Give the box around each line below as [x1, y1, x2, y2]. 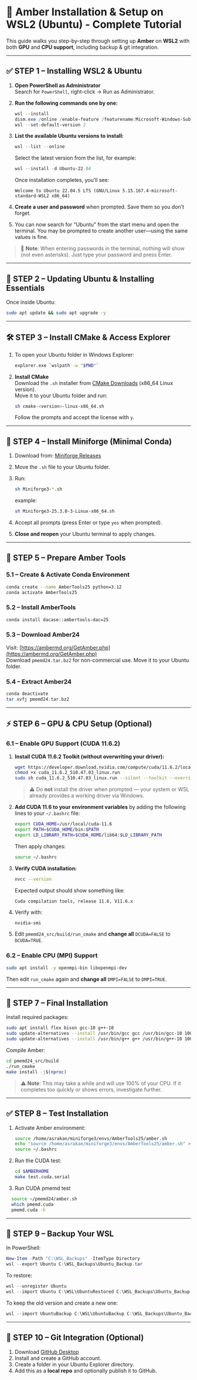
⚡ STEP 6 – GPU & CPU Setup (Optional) [6, 719, 152, 729]
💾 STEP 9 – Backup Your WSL [6, 1229, 114, 1239]
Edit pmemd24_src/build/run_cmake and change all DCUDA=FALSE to [14, 930, 171, 938]
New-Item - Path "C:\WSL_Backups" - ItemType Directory [6, 1256, 141, 1262]
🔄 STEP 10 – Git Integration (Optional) [6, 1333, 144, 1343]
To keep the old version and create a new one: [6, 1299, 118, 1306]
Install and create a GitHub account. [14, 1354, 101, 1362]
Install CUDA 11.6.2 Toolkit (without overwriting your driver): [14, 753, 165, 760]
